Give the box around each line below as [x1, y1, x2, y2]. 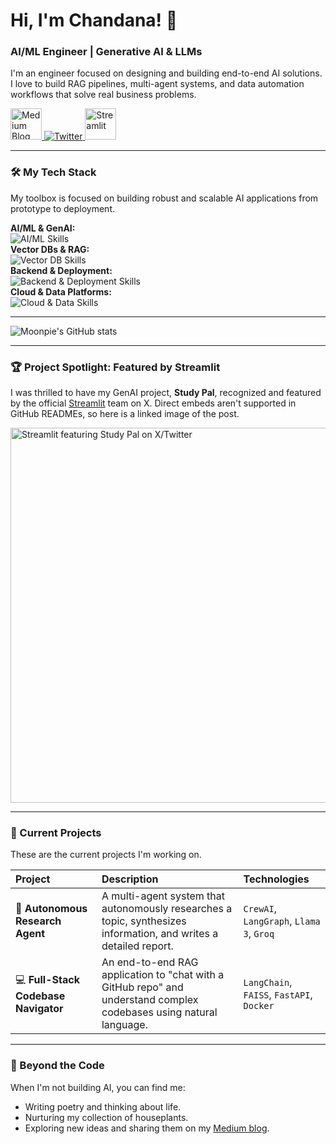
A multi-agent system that [101, 889, 226, 903]
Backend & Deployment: [10, 264, 113, 276]
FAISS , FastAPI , [243, 988, 313, 1002]
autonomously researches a [101, 902, 233, 916]
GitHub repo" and [101, 980, 184, 994]
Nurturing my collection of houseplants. [24, 1111, 189, 1123]
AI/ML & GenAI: [10, 222, 76, 234]
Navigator [15, 1001, 64, 1015]
